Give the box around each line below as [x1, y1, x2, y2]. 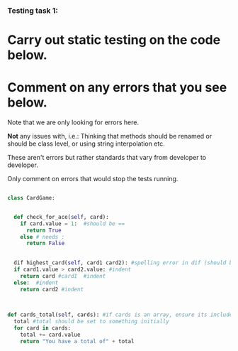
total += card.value [20, 331, 81, 339]
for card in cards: [13, 325, 72, 332]
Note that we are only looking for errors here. [7, 118, 140, 126]
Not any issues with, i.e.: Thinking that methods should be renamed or [7, 132, 212, 141]
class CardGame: [7, 195, 55, 202]
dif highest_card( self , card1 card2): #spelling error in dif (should [13, 259, 227, 266]
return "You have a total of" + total [20, 337, 135, 345]
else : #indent [13, 279, 59, 286]
